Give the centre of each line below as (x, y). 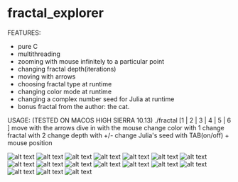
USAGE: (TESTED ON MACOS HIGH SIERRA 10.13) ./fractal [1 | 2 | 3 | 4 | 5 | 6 (119, 120)
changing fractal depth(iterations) (67, 69)
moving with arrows (47, 76)
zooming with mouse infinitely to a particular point (91, 61)
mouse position (30, 142)
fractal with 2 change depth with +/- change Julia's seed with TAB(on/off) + (118, 135)
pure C (28, 46)
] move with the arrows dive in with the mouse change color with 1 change (116, 127)
